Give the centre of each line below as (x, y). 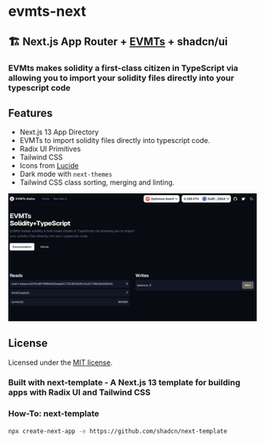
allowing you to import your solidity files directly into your (121, 77)
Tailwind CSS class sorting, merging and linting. (97, 182)
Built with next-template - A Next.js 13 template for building (124, 383)
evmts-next (47, 11)
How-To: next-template (54, 414)
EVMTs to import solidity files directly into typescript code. (115, 141)
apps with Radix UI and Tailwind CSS (80, 392)
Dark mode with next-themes (66, 174)
